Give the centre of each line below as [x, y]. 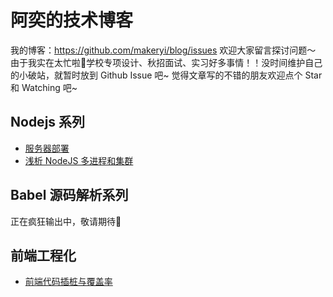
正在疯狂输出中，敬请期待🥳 [66, 221]
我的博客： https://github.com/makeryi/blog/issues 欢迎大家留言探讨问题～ [163, 50]
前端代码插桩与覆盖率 [68, 282]
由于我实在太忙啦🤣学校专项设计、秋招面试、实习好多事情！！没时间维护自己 [166, 62]
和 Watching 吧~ [44, 87]
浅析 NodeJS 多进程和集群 [79, 160]
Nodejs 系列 [48, 122]
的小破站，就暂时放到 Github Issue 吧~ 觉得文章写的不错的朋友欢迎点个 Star [166, 75]
